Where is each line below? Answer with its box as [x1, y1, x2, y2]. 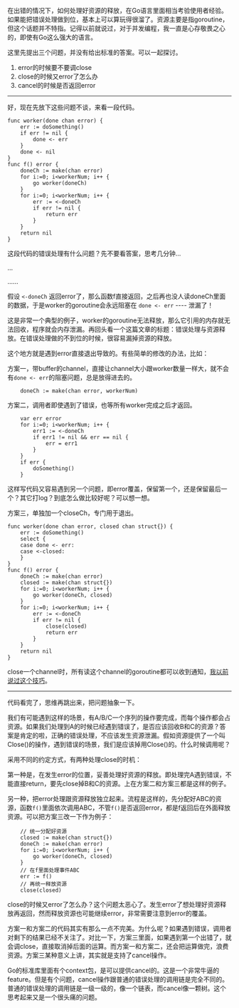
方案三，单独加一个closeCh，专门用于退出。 [7, 509, 137, 517]
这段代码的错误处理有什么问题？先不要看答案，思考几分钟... [7, 249, 181, 258]
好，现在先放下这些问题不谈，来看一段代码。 [7, 103, 139, 111]
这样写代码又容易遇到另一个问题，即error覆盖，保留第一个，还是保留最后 [7, 484, 222, 493]
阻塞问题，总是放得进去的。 [54, 373, 137, 382]
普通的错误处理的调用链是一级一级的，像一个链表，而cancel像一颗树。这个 [7, 984, 226, 992]
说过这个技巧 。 [7, 676, 51, 685]
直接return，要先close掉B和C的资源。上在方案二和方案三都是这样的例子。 [13, 780, 230, 788]
